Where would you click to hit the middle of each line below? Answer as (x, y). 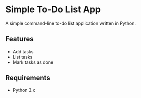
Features (19, 39)
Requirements (28, 78)
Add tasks (23, 51)
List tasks (22, 57)
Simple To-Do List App (53, 9)
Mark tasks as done (33, 62)
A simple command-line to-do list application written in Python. (70, 23)
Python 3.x (24, 90)
